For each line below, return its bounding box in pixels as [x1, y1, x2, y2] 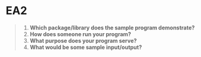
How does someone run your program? [29, 30, 131, 37]
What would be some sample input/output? [29, 44, 142, 51]
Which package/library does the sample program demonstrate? [29, 24, 195, 31]
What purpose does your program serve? [29, 37, 137, 44]
